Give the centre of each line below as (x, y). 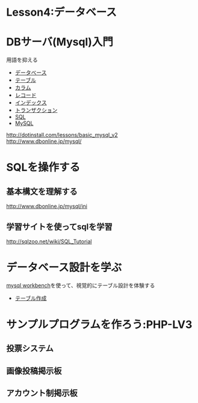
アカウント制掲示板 (42, 393)
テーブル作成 (31, 298)
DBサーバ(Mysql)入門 (60, 42)
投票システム (30, 349)
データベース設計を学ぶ (64, 268)
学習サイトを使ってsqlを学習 (59, 227)
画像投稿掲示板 (34, 371)
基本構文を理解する (42, 191)
